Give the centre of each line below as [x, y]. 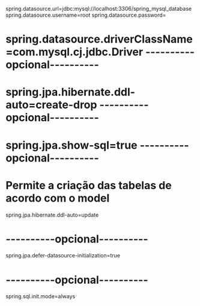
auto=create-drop [51, 105]
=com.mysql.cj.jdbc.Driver [74, 52]
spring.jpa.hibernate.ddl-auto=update [52, 215]
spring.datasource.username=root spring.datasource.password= [86, 15]
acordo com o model [58, 198]
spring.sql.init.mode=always [41, 296]
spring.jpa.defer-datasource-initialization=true [63, 256]
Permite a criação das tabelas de [89, 185]
